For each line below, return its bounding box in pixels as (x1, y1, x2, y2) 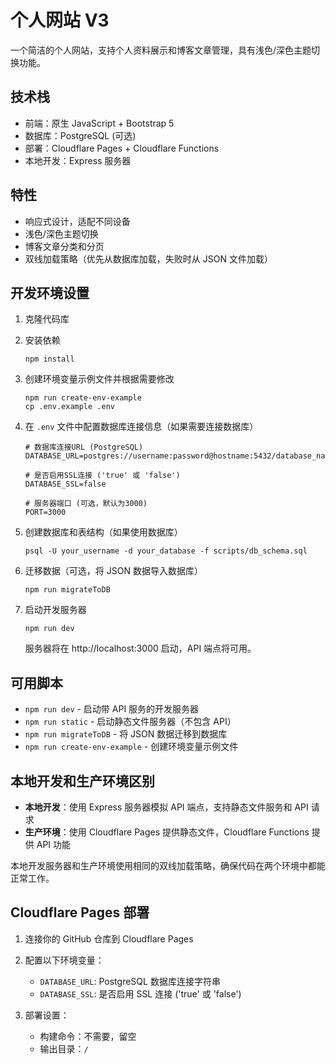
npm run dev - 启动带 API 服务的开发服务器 (24, 703, 200, 715)
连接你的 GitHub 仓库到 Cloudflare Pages (24, 932, 194, 945)
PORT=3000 (24, 507, 67, 518)
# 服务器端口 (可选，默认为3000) (24, 499, 148, 509)
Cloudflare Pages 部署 (10, 904, 150, 921)
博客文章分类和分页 (24, 240, 105, 252)
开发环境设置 (10, 284, 90, 301)
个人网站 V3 (10, 9, 110, 32)
